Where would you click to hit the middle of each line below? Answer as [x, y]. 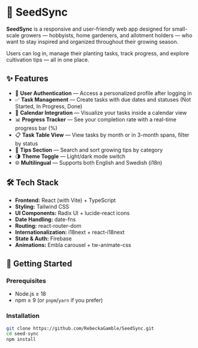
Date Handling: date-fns [45, 219]
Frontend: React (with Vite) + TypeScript [65, 200]
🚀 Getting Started [39, 264]
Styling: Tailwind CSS [42, 206]
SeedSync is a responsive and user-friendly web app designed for [88, 29]
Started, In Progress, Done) [49, 106]
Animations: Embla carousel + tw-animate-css [73, 245]
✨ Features [27, 78]
